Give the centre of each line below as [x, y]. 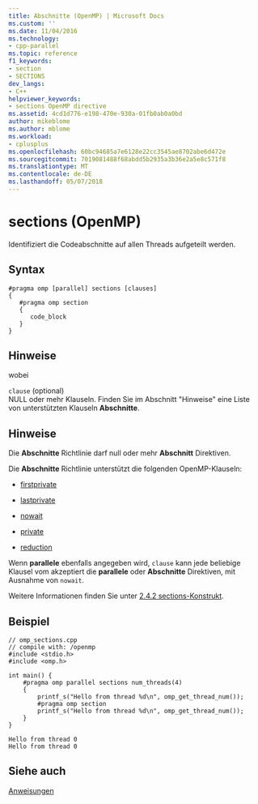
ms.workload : [30, 136]
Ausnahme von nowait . [47, 580]
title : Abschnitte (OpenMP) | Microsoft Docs [86, 16]
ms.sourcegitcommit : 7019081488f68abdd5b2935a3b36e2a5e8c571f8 [117, 159]
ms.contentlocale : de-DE [50, 174]
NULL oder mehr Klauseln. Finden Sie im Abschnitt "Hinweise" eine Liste [129, 400]
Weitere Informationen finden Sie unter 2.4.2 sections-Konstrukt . [116, 596]
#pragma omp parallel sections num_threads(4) [103, 683]
